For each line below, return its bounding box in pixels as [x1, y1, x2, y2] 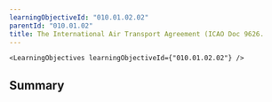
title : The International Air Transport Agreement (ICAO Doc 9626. [9, 29, 265, 38]
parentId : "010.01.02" [9, 21, 93, 30]
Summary [9, 77, 65, 93]
